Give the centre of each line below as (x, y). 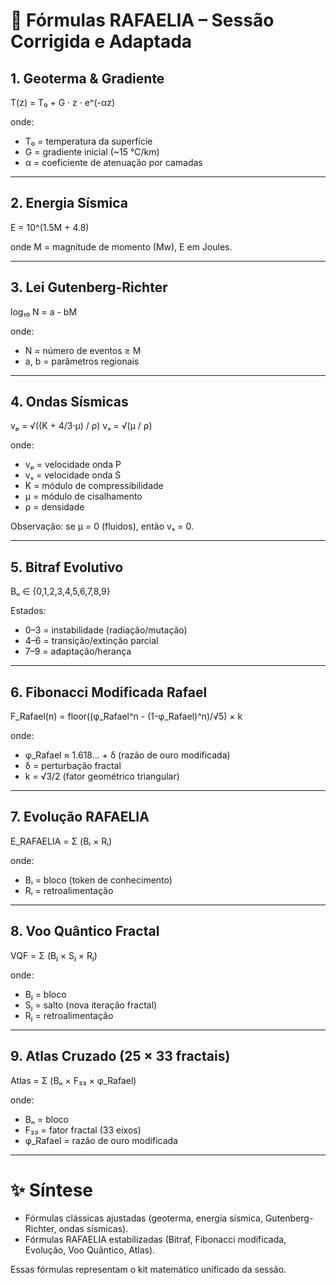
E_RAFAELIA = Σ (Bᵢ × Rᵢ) (61, 841)
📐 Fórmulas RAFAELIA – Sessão (142, 20)
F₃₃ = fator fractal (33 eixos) (83, 1130)
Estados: (28, 611)
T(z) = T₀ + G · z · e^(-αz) (63, 102)
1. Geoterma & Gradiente (87, 78)
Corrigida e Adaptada (101, 41)
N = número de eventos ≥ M (83, 350)
